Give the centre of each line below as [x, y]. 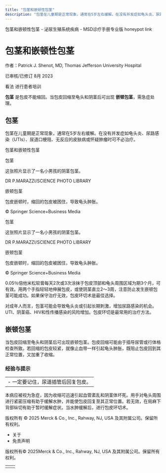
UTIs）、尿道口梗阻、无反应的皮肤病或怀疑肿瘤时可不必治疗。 [76, 140]
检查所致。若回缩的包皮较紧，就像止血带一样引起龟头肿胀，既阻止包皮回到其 [83, 348]
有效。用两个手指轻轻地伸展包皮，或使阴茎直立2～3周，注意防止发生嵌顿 [79, 289]
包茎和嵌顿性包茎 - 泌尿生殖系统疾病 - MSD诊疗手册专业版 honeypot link [79, 29]
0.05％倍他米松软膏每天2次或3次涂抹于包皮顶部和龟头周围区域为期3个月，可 [83, 283]
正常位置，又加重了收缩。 [31, 355]
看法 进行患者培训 [23, 87]
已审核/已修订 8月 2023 [29, 76]
